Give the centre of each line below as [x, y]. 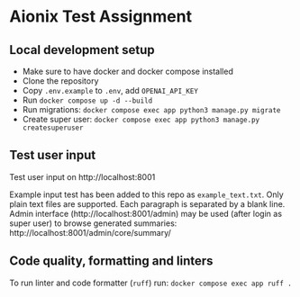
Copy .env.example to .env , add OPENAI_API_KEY [110, 90]
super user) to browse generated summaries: [93, 223]
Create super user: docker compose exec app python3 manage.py [141, 119]
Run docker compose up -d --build [87, 100]
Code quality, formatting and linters [111, 261]
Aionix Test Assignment [100, 17]
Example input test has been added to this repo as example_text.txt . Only [146, 194]
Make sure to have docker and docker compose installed [128, 71]
